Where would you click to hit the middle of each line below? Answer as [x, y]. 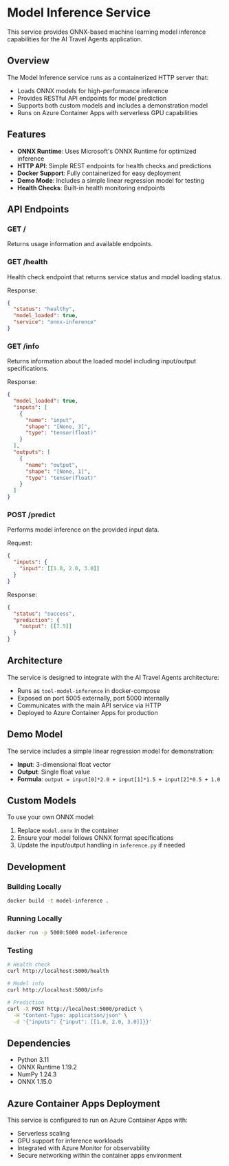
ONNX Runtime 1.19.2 [47, 1067]
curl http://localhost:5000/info [55, 990]
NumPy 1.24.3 [37, 1074]
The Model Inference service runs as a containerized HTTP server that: [108, 77]
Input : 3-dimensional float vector [64, 764]
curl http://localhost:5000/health [58, 971]
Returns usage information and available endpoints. [80, 244]
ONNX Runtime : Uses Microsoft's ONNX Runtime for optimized [107, 151]
